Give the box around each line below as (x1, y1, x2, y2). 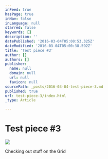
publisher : (5, 61, 27, 66)
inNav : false (5, 16, 32, 21)
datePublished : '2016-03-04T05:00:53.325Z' (5, 39, 95, 44)
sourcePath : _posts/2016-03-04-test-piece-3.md (5, 84, 104, 89)
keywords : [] (5, 30, 32, 35)
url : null (9, 75, 29, 80)
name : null (9, 66, 32, 71)
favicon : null (9, 79, 38, 84)
